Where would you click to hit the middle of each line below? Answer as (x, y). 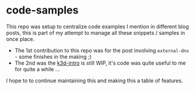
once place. (20, 39)
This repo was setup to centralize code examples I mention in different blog (98, 26)
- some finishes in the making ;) (53, 56)
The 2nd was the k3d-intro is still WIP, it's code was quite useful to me (100, 63)
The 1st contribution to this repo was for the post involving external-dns (102, 50)
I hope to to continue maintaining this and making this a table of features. (95, 81)
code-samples (42, 10)
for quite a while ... (37, 69)
